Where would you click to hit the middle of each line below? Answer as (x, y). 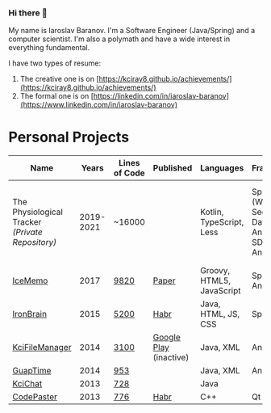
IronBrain (29, 314)
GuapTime (32, 371)
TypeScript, (222, 222)
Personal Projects (69, 137)
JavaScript (221, 291)
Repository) (35, 242)
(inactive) (171, 357)
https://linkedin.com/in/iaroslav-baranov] (161, 96)
